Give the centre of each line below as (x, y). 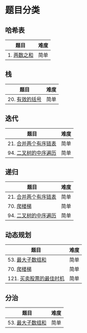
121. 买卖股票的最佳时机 (36, 279)
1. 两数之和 (21, 55)
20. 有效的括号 (25, 99)
